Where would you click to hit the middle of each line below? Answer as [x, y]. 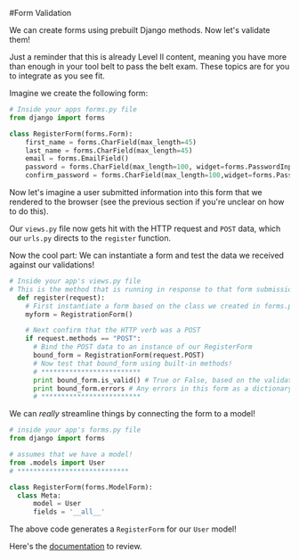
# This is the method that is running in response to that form [131, 289]
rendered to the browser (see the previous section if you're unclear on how [147, 202]
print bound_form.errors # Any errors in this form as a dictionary [162, 388]
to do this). [29, 211]
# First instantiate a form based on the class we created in [143, 306]
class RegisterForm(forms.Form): [71, 134]
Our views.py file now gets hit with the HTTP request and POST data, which [145, 228]
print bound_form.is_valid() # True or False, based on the [146, 380]
